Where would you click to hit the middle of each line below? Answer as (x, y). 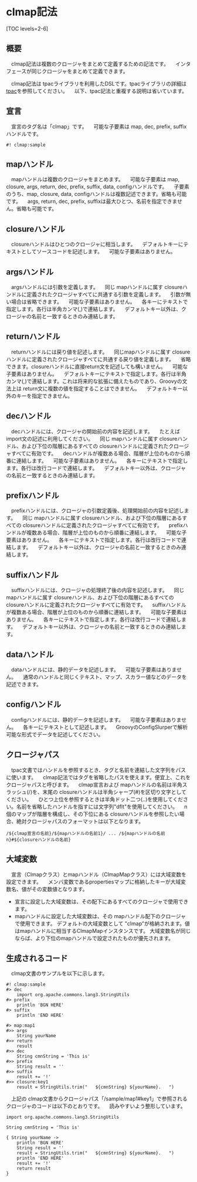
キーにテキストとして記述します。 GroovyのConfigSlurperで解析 (108, 727)
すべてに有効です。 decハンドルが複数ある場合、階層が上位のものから (98, 453)
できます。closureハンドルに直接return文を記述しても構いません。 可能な (97, 366)
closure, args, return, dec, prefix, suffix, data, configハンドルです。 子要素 (98, 187)
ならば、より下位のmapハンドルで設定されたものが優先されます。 (94, 938)
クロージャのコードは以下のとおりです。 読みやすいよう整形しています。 (96, 1106)
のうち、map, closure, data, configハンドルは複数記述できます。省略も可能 (96, 194)
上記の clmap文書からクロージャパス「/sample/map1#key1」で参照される (99, 1099)
